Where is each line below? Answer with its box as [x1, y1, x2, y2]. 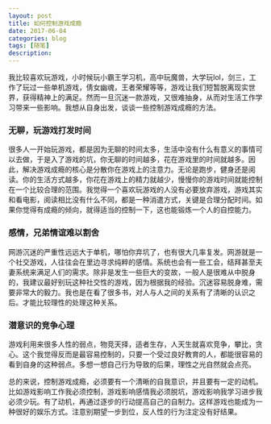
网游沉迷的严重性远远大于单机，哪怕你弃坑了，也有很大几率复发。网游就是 [8, 247, 256, 256]
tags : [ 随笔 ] [8, 42, 50, 50]
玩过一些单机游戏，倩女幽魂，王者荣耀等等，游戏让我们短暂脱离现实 [22, 82, 248, 92]
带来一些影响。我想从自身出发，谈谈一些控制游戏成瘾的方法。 [15, 102, 220, 112]
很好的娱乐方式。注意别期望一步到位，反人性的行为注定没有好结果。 [15, 406, 242, 416]
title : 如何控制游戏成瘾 [8, 19, 82, 27]
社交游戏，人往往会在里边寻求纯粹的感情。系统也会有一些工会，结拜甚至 [15, 257, 256, 267]
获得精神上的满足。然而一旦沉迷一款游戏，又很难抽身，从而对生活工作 [22, 93, 256, 102]
